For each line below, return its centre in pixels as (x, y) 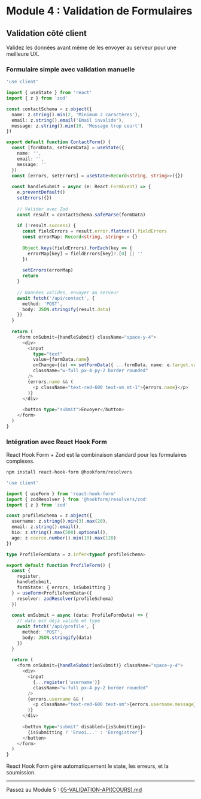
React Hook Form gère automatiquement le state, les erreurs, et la (87, 766)
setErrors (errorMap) (48, 270)
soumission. (21, 773)
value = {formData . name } (61, 360)
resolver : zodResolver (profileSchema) (65, 599)
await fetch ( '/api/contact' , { (56, 298)
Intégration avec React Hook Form (57, 442)
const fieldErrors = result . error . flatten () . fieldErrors (95, 231)
